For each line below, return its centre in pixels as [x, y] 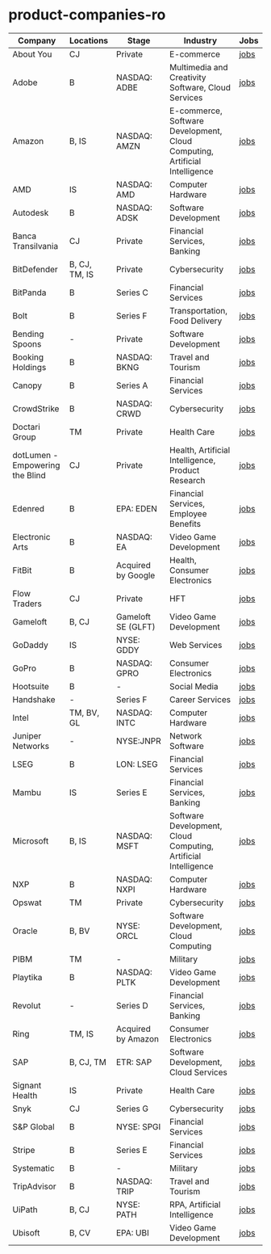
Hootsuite [31, 686]
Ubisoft [26, 1232]
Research [187, 480]
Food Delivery [196, 321]
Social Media [194, 686]
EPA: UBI [132, 1232]
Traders [27, 604]
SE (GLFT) [135, 626]
